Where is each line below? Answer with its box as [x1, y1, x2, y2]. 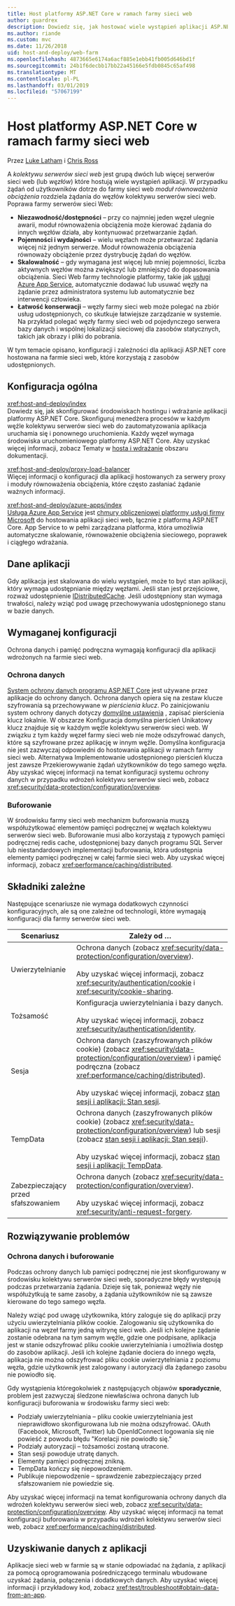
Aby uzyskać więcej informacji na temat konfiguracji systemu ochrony [7, 767, 209, 776]
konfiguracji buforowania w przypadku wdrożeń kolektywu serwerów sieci [7, 1515, 222, 1523]
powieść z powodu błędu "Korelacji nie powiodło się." [17, 1435, 172, 1443]
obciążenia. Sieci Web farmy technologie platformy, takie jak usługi [17, 273, 211, 281]
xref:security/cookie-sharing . [76, 986, 173, 996]
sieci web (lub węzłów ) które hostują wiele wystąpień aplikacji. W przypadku [7, 178, 228, 186]
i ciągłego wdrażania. [7, 538, 69, 546]
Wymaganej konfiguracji [7, 627, 117, 639]
